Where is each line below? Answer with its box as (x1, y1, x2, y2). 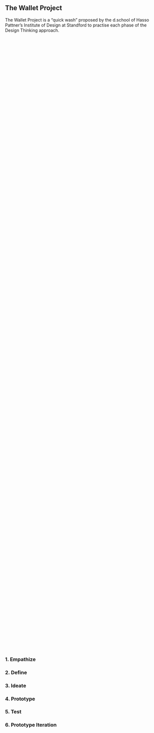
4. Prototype (5, 695, 36, 702)
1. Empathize (5, 656, 36, 662)
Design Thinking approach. (5, 27, 59, 33)
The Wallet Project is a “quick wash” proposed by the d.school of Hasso (5, 17, 150, 23)
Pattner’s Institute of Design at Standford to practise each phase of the (5, 22, 147, 28)
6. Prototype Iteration (5, 722, 57, 729)
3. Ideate (5, 682, 26, 689)
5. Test (5, 709, 22, 715)
